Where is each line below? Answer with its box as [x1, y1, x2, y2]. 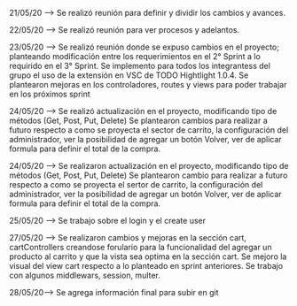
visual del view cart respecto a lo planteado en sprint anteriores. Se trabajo [9, 261, 284, 271]
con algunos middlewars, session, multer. [9, 270, 161, 280]
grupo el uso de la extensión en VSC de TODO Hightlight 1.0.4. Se [9, 70, 249, 80]
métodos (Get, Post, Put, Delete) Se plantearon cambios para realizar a [9, 115, 268, 126]
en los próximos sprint [9, 88, 90, 99]
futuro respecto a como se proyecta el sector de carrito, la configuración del [9, 125, 289, 135]
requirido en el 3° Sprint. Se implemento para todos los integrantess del [9, 61, 270, 71]
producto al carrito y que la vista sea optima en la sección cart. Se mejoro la [9, 251, 287, 262]
